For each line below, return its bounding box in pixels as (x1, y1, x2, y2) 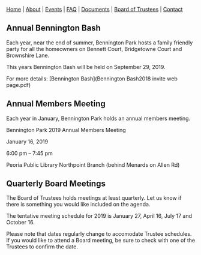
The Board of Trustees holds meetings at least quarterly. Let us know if (6, 194, 182, 202)
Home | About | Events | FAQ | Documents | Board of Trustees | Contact (6, 6, 183, 13)
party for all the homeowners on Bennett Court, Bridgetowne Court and (6, 45, 182, 52)
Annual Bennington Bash (6, 23, 101, 33)
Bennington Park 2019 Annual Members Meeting (6, 126, 126, 133)
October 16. (6, 219, 35, 226)
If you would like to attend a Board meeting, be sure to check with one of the (6, 237, 196, 244)
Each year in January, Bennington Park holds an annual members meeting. (6, 115, 191, 122)
